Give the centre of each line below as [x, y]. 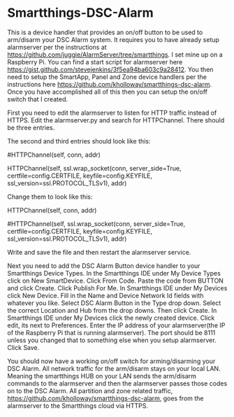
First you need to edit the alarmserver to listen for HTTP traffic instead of [112, 113]
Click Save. [23, 347]
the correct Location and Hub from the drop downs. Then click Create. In [112, 310]
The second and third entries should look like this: [79, 141]
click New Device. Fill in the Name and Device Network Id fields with [105, 295]
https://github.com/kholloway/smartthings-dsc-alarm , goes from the [105, 398]
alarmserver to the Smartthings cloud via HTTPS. [78, 405]
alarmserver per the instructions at [57, 47]
